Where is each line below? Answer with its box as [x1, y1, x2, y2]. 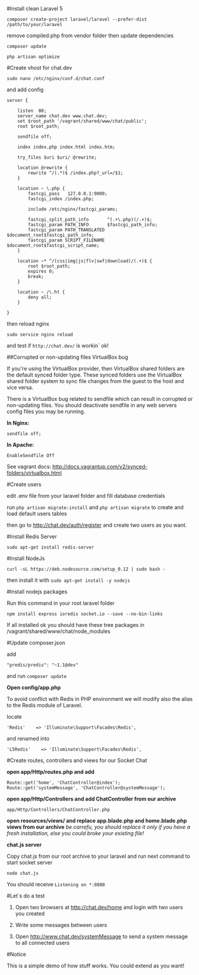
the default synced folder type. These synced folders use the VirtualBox [6, 371, 182, 378]
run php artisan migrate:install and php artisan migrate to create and [6, 504, 184, 511]
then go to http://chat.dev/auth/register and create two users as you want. [6, 522, 187, 529]
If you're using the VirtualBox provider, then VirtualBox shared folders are [6, 365, 185, 372]
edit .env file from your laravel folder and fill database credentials [6, 493, 165, 499]
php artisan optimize [6, 54, 60, 60]
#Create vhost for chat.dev [6, 65, 73, 71]
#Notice [6, 951, 26, 958]
